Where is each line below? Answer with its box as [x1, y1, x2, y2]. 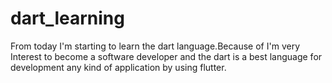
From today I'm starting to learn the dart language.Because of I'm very [10, 40, 300, 52]
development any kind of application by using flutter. [10, 61, 227, 73]
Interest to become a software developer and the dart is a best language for [10, 50, 323, 62]
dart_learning [10, 7, 125, 30]
